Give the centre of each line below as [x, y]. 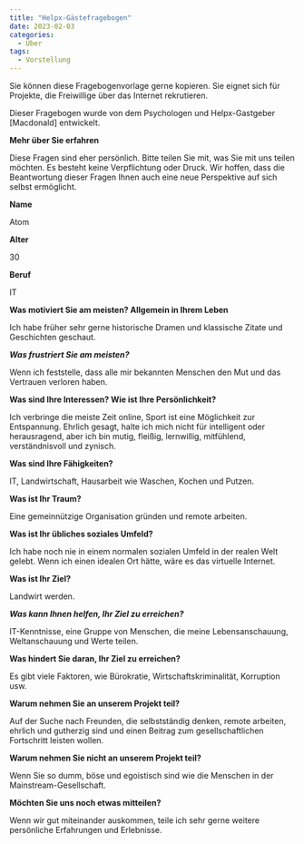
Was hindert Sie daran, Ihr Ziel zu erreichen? [95, 658]
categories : [32, 34]
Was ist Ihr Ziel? [40, 579]
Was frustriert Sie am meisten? [69, 354]
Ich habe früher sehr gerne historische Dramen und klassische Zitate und [146, 327]
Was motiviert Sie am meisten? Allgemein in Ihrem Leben [119, 310]
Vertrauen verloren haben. [59, 382]
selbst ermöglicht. [43, 186]
